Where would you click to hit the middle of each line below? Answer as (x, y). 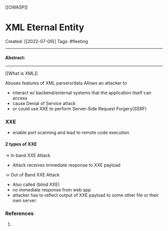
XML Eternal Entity (45, 28)
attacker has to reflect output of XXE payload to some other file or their (85, 195)
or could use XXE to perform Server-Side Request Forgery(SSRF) (79, 109)
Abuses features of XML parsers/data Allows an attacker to (66, 83)
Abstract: (15, 58)
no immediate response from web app (51, 189)
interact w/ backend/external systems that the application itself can (82, 93)
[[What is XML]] (21, 73)
